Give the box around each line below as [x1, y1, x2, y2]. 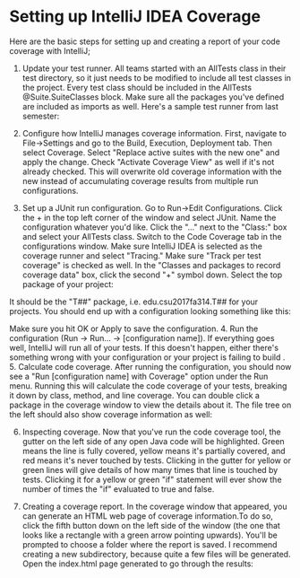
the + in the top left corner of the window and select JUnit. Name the [21, 212, 277, 223]
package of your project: [21, 278, 114, 289]
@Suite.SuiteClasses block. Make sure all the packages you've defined [21, 92, 285, 102]
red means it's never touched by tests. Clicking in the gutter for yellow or [21, 455, 291, 466]
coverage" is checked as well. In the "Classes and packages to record [21, 259, 281, 270]
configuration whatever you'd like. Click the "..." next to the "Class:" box [21, 222, 287, 232]
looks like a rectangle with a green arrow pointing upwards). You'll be [21, 530, 278, 540]
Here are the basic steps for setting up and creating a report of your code [9, 36, 280, 47]
